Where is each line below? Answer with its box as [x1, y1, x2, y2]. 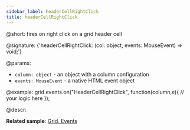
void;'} [6, 48, 22, 55]
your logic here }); [6, 95, 50, 102]
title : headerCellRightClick [6, 14, 78, 20]
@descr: [6, 106, 27, 113]
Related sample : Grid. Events [6, 117, 78, 124]
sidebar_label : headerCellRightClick [6, 8, 99, 15]
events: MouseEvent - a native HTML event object [14, 77, 135, 84]
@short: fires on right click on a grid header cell [6, 30, 122, 37]
